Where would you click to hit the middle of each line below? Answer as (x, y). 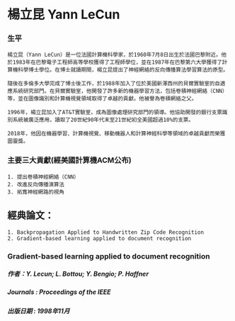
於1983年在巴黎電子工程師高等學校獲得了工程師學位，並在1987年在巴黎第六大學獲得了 (115, 62)
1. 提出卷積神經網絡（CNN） (43, 177)
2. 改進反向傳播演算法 (36, 184)
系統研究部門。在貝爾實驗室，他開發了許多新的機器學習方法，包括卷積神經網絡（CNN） (120, 91)
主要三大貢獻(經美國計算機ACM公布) (70, 160)
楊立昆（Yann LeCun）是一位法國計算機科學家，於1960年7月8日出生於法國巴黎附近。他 (117, 55)
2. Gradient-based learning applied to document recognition (99, 238)
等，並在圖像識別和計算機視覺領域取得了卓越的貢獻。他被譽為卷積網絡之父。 (102, 99)
